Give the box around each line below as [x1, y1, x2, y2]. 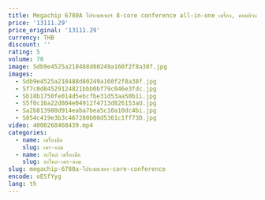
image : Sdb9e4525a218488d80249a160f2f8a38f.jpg [8, 63, 168, 71]
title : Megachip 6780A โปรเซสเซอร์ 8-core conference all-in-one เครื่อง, [8, 11, 235, 20]
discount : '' [8, 41, 51, 49]
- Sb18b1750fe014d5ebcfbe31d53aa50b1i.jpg [15, 92, 157, 100]
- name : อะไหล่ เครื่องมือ [15, 150, 81, 158]
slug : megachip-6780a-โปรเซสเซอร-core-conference [8, 165, 166, 173]
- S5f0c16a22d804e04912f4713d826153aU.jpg [15, 99, 157, 107]
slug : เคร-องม [22, 143, 64, 151]
